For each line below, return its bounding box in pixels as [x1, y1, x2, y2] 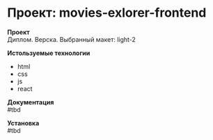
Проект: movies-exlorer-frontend [7, 5, 207, 21]
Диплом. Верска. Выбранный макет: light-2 [7, 35, 136, 43]
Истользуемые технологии [7, 49, 90, 57]
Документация [7, 98, 54, 106]
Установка [7, 118, 40, 127]
